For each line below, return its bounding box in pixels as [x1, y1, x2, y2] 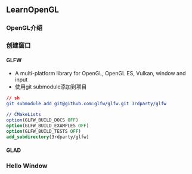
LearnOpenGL [6, 5, 60, 15]
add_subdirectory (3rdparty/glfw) [6, 134, 89, 140]
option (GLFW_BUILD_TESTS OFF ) [6, 128, 82, 134]
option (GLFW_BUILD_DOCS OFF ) [6, 117, 79, 123]
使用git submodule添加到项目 [14, 83, 87, 90]
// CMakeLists [6, 112, 42, 118]
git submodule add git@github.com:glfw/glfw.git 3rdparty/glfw [6, 101, 167, 107]
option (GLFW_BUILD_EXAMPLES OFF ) [6, 123, 89, 129]
